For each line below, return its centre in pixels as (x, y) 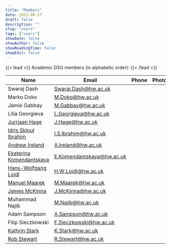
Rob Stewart (22, 239)
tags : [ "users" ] (22, 34)
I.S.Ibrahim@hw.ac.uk (80, 133)
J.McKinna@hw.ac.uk (80, 191)
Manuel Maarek (26, 183)
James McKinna (27, 191)
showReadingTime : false (31, 48)
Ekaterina (19, 153)
